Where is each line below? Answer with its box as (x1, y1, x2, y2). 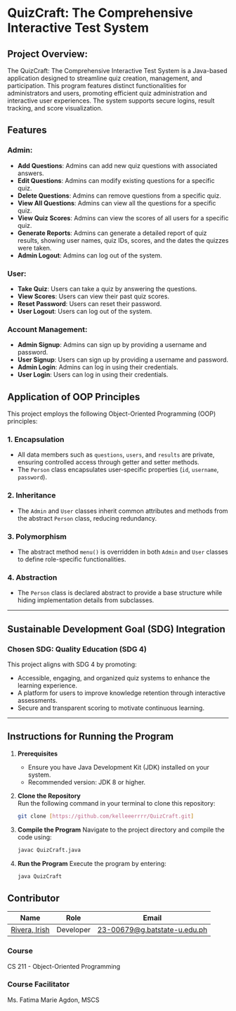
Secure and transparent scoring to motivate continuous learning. (17, 704, 205, 712)
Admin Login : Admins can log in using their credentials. (17, 363, 179, 371)
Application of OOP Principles (7, 390, 140, 402)
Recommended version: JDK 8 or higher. (27, 777, 146, 786)
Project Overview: (7, 48, 88, 60)
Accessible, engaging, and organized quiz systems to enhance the (17, 673, 211, 682)
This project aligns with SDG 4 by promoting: (7, 660, 137, 668)
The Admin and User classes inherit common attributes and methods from (17, 507, 228, 515)
